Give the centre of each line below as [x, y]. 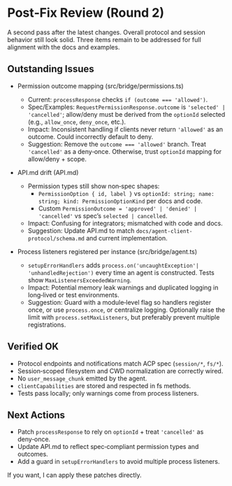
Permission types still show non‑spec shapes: [94, 186]
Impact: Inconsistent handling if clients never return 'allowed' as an [125, 129]
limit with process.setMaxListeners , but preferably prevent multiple [124, 317]
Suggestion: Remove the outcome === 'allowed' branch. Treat [117, 144]
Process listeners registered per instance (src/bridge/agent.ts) [107, 251]
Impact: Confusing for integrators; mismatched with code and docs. [125, 223]
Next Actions [36, 415]
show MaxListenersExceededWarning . [80, 280]
